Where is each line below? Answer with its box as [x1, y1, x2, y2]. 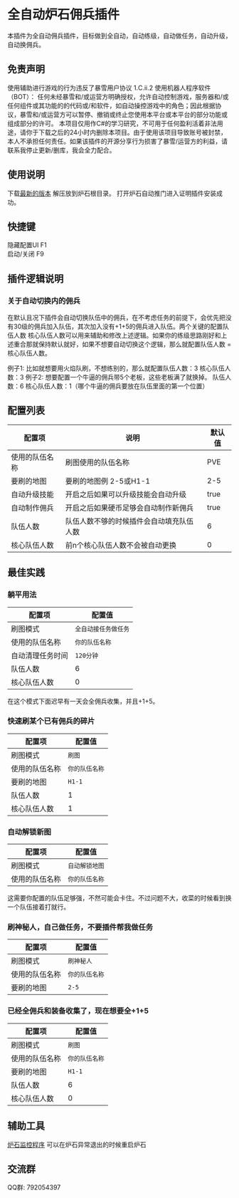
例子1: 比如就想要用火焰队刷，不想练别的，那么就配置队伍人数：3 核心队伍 [7, 364, 225, 373]
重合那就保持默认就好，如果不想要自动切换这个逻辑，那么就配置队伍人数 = [13, 340, 232, 349]
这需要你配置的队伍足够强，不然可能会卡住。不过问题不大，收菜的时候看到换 [7, 894, 232, 902]
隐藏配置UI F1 [7, 241, 48, 249]
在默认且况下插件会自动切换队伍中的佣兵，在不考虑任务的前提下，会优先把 [7, 313, 225, 322]
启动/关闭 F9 [7, 250, 44, 259]
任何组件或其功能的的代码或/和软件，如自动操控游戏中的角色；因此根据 [7, 101, 216, 110]
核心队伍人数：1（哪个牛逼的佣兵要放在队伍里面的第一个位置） [25, 382, 209, 390]
